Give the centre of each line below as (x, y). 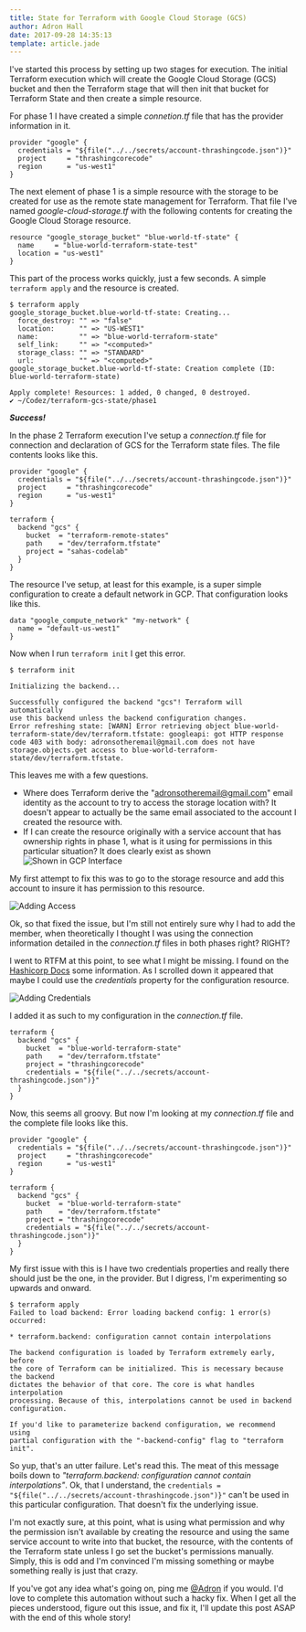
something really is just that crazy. (74, 1571)
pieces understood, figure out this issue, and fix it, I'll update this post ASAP (153, 1608)
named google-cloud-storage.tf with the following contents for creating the (151, 211)
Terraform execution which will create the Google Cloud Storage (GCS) (143, 79)
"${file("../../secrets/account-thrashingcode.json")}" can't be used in (149, 1495)
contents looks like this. (54, 455)
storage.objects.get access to (69, 750)
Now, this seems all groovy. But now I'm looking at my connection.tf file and (152, 1113)
